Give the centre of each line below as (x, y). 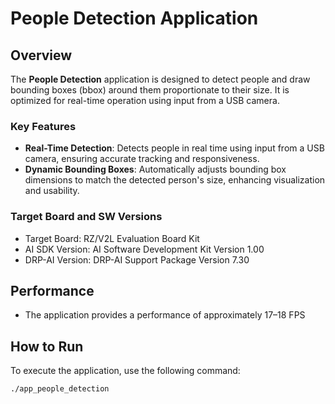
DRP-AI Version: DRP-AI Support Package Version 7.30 (137, 259)
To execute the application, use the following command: (125, 371)
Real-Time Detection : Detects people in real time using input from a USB (174, 148)
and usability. (52, 191)
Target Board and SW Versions (86, 217)
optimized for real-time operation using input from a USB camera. (145, 100)
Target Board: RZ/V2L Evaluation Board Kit (112, 238)
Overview (41, 55)
